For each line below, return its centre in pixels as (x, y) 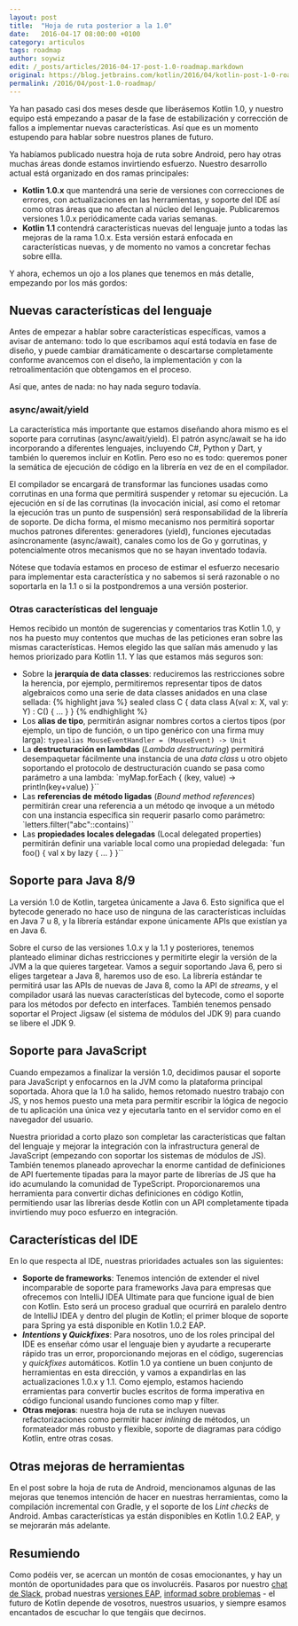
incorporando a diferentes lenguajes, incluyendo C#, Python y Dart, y (136, 448)
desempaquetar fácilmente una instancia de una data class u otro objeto (155, 758)
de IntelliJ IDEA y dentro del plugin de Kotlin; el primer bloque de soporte (155, 1316)
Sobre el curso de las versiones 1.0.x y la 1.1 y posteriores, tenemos (132, 947)
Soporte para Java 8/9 (72, 880)
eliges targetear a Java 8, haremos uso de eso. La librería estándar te (136, 976)
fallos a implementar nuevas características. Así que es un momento (134, 127)
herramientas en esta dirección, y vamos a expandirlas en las (134, 1372)
